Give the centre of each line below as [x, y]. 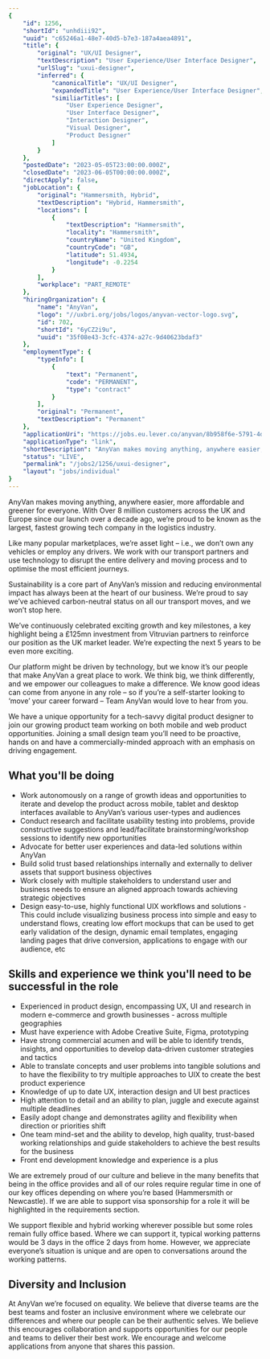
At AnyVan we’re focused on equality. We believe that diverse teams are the [134, 1304]
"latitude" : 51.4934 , [102, 255]
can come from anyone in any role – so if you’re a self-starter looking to [127, 692]
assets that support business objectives [86, 872]
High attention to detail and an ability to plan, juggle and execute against [139, 1100]
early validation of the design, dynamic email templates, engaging [129, 931]
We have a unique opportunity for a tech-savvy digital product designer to [131, 716]
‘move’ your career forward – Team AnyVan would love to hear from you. [128, 701]
